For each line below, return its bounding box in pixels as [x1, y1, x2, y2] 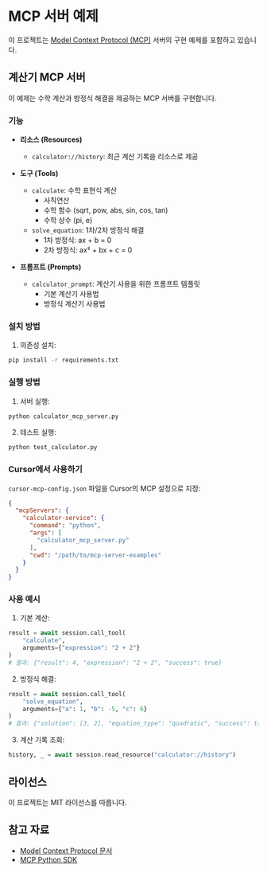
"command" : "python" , [29, 522, 102, 530]
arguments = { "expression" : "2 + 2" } [22, 644, 141, 652]
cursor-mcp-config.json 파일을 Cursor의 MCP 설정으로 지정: [8, 483, 201, 493]
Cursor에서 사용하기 [8, 463, 83, 475]
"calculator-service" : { [22, 514, 105, 522]
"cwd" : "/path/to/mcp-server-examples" [29, 551, 161, 559]
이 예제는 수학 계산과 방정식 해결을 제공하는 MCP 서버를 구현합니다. [8, 93, 217, 103]
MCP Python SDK [19, 854, 78, 864]
